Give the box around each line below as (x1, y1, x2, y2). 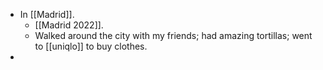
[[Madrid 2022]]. (34, 19, 104, 31)
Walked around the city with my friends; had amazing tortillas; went (34, 30, 313, 41)
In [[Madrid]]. (19, 9, 75, 20)
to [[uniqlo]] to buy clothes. (34, 40, 148, 52)
